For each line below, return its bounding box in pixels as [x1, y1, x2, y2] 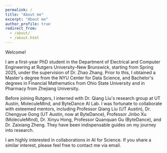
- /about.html [10, 36, 39, 41]
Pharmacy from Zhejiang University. [5, 85, 79, 91]
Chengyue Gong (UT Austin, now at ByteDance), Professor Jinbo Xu [5, 111, 147, 117]
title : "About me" [5, 12, 44, 17]
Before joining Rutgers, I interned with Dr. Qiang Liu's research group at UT [5, 95, 161, 101]
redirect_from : [5, 26, 37, 31]
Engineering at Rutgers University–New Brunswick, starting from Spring [5, 64, 153, 70]
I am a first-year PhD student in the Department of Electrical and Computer [5, 59, 160, 65]
